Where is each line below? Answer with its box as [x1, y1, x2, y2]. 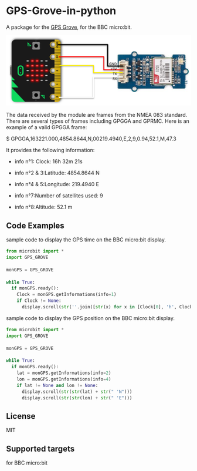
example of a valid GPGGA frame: [6, 124, 87, 131]
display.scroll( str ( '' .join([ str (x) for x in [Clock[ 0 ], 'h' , [21, 304, 177, 310]
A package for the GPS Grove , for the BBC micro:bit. [6, 23, 132, 31]
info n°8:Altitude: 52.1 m [14, 204, 73, 211]
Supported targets [6, 443, 75, 453]
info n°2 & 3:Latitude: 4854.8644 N [14, 169, 100, 177]
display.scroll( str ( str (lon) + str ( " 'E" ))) [21, 395, 133, 401]
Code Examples [6, 220, 64, 230]
